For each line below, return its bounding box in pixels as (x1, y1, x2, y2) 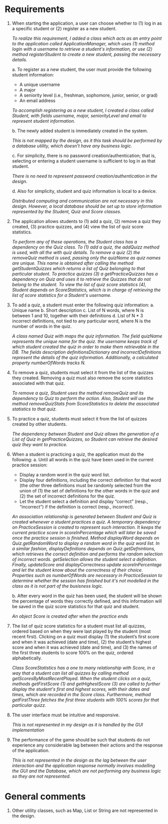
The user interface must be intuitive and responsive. (12, 712, 120, 718)
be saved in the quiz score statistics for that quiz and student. (12, 603, 140, 609)
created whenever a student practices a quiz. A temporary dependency (12, 519, 160, 525)
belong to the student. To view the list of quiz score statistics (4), (12, 281, 146, 287)
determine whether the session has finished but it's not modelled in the (12, 578, 159, 584)
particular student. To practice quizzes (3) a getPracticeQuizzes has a (12, 271, 158, 277)
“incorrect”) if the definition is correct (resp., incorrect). (19, 504, 134, 510)
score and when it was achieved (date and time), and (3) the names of (12, 644, 157, 650)
